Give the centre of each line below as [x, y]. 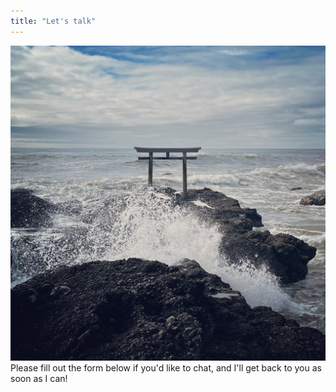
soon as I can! [39, 378]
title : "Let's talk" [53, 21]
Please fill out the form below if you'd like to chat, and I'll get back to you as [166, 367]
